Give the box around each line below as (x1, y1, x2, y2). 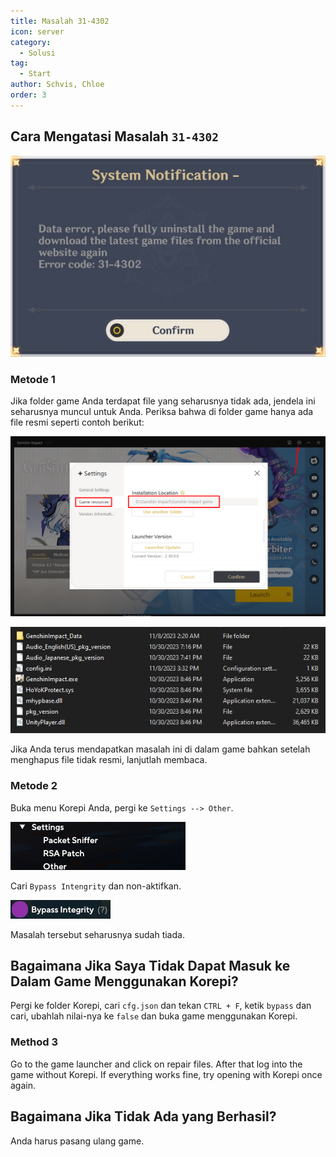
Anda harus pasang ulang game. (10, 1135, 145, 1147)
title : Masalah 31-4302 (10, 16, 110, 26)
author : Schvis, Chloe (10, 80, 105, 90)
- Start (19, 69, 52, 79)
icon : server (10, 26, 65, 37)
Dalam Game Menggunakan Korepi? (10, 973, 239, 990)
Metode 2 (10, 779, 58, 793)
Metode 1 (10, 373, 56, 387)
